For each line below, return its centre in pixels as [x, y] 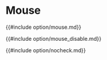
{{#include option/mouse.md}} [44, 27]
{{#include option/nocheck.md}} [46, 50]
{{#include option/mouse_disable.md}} [53, 38]
